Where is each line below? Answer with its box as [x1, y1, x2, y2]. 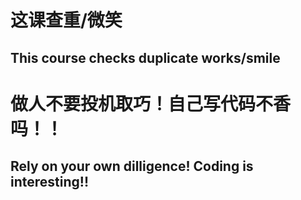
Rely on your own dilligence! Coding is [10, 158, 254, 175]
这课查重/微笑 [10, 9, 123, 32]
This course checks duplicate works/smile [10, 49, 281, 66]
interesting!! [10, 174, 89, 191]
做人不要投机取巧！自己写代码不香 [10, 92, 292, 115]
